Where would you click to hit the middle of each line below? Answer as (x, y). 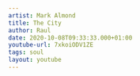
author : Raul (30, 30)
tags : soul (26, 52)
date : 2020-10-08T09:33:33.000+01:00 (70, 38)
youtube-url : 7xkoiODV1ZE (51, 45)
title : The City (35, 23)
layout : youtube (35, 60)
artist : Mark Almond (42, 15)
